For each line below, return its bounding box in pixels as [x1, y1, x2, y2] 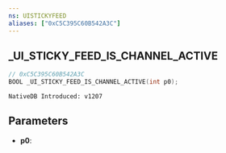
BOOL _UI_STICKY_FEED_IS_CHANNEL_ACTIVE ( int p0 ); [8, 78, 179, 86]
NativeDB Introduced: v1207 [8, 93, 103, 101]
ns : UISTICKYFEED [8, 11, 67, 20]
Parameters [8, 114, 69, 128]
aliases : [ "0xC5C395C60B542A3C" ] [8, 19, 121, 27]
